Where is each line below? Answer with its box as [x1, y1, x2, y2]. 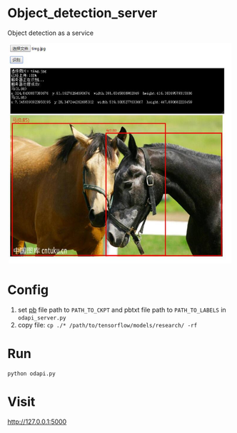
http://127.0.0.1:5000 [7, 417, 67, 426]
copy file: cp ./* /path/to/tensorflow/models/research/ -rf [17, 321, 198, 330]
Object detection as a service [7, 29, 94, 37]
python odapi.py [7, 370, 56, 377]
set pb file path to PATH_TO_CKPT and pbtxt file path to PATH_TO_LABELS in [17, 305, 226, 315]
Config [7, 282, 49, 298]
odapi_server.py [17, 315, 66, 322]
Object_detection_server [7, 5, 158, 21]
